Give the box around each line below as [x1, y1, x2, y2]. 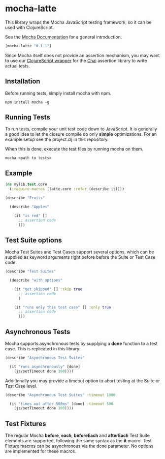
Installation [5, 77, 40, 86]
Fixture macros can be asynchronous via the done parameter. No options [5, 443, 154, 449]
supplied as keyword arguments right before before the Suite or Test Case [5, 254, 156, 260]
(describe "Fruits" [5, 195, 45, 200]
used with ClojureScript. [5, 24, 54, 30]
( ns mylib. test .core [5, 182, 48, 187]
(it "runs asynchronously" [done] [9, 364, 80, 369]
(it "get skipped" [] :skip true [14, 286, 83, 292]
